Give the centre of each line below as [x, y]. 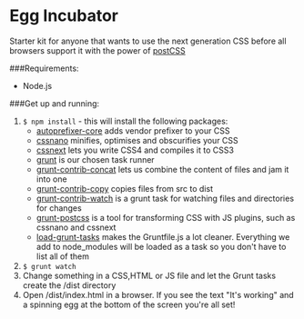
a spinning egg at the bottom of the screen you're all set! [129, 304]
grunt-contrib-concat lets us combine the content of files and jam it [162, 169]
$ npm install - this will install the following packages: [125, 121]
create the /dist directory [69, 285]
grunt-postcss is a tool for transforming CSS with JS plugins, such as [166, 217]
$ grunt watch [49, 266]
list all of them [62, 256]
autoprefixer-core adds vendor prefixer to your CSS [133, 130]
